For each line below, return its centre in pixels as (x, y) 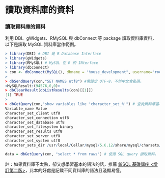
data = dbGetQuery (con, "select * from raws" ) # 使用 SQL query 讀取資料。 (82, 154)
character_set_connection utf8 (37, 118)
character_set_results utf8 (34, 132)
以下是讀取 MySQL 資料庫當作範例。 (42, 44)
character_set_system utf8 (33, 141)
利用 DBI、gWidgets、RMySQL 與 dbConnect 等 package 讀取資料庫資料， (81, 38)
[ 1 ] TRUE (14, 95)
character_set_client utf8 (33, 113)
